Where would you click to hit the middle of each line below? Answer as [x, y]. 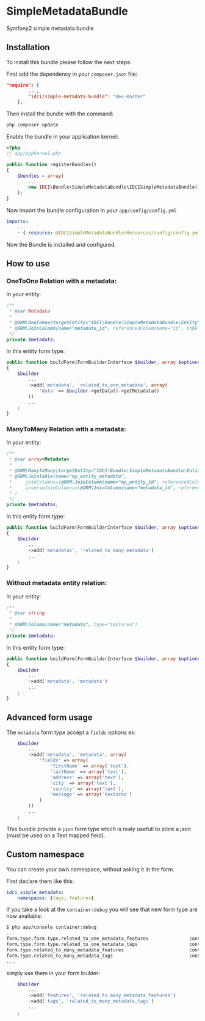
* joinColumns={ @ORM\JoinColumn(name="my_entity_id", [84, 482]
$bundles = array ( [41, 176]
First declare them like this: [40, 881]
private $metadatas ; [33, 505]
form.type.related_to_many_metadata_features [65, 950]
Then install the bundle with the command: [60, 114]
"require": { [23, 85]
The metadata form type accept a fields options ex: [71, 732]
